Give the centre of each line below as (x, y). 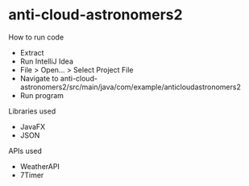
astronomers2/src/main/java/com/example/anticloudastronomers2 (131, 87)
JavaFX (33, 126)
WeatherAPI (40, 166)
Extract (32, 52)
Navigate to (39, 78)
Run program (42, 95)
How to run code (36, 37)
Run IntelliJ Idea (47, 61)
